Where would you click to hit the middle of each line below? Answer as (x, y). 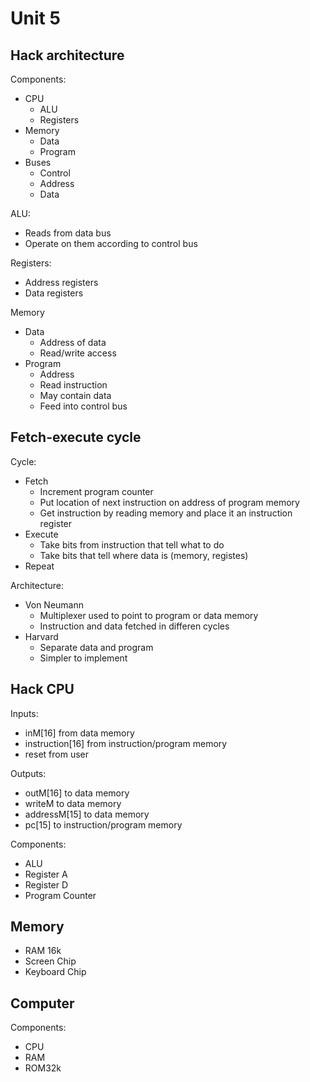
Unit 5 (35, 18)
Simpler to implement (83, 658)
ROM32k (43, 1068)
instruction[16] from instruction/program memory (126, 743)
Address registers (61, 282)
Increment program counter (96, 491)
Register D (46, 884)
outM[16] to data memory (77, 793)
